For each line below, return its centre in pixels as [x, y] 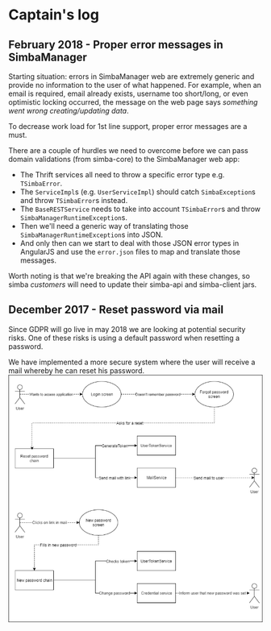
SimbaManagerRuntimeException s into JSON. [92, 235]
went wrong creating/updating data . [69, 111]
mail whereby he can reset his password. [77, 370]
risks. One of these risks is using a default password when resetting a [124, 338]
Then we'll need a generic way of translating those [104, 226]
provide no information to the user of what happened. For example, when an [135, 85]
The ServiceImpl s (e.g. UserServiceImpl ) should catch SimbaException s [138, 192]
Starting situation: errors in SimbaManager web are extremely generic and [131, 77]
